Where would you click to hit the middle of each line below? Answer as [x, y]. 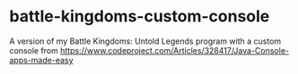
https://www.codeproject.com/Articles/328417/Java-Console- [175, 50]
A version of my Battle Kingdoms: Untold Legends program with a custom [145, 41]
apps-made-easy [41, 60]
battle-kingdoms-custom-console [140, 16]
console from [34, 50]
